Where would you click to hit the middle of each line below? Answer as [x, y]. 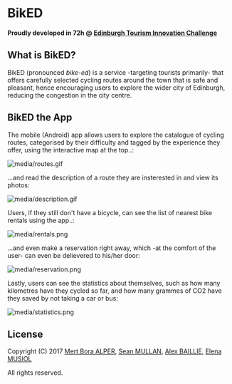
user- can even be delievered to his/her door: [74, 255]
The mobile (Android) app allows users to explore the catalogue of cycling [116, 135]
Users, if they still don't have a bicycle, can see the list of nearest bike [110, 212]
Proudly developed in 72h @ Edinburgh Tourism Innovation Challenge [112, 33]
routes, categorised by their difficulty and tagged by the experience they [114, 142]
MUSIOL [20, 359]
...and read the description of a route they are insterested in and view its [113, 177]
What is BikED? [42, 55]
